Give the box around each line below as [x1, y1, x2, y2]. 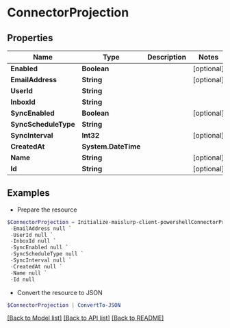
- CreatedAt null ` [10, 263, 63, 270]
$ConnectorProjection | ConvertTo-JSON [7, 301, 121, 309]
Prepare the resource [16, 205, 77, 214]
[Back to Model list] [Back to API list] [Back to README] [7, 314, 164, 323]
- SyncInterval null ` [10, 257, 72, 264]
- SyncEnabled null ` [10, 244, 69, 251]
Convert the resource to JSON [16, 288, 103, 297]
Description [146, 53, 187, 62]
